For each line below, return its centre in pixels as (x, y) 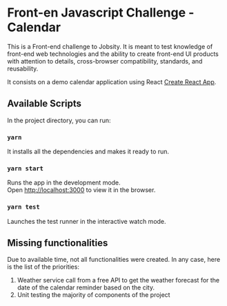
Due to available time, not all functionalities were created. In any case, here (114, 260)
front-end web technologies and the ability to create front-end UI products (113, 54)
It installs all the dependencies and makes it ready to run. (88, 152)
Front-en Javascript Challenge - (101, 13)
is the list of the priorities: (43, 267)
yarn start (25, 168)
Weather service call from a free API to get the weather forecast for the (118, 280)
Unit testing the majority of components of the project (93, 295)
